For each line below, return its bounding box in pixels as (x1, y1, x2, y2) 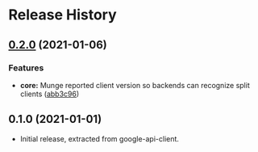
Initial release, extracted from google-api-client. (19, 133, 180, 143)
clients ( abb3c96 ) (19, 89, 80, 99)
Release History (8, 6, 117, 24)
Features (8, 62, 44, 74)
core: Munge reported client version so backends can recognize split (19, 80, 250, 90)
